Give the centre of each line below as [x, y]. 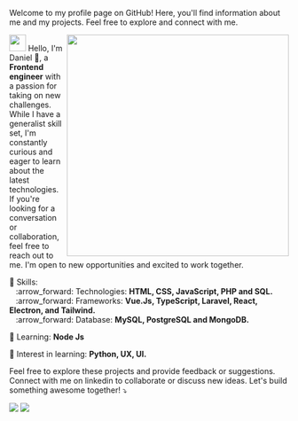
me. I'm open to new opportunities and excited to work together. [126, 265]
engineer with [35, 76]
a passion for [33, 86]
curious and [31, 152]
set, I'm [23, 133]
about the [27, 171]
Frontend [27, 67]
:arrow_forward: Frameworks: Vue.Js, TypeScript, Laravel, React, [137, 301]
